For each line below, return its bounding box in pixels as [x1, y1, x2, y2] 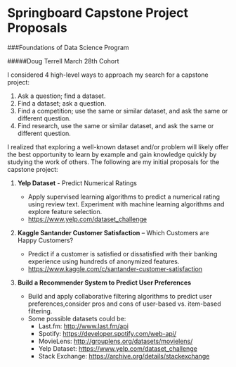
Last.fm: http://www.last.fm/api [38, 322, 129, 330]
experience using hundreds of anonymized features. [27, 257, 180, 266]
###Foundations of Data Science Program [7, 43, 129, 51]
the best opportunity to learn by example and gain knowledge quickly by [7, 150, 217, 158]
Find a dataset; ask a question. [17, 99, 107, 107]
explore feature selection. [27, 207, 103, 216]
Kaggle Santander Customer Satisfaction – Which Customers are [17, 228, 209, 237]
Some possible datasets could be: [27, 314, 126, 323]
